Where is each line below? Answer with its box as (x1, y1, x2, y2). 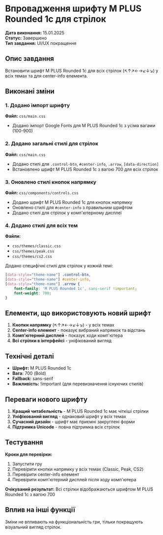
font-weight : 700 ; (14, 290, 52, 296)
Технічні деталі (5, 352, 54, 360)
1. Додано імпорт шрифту (5, 102, 70, 109)
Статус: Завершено (5, 35, 47, 41)
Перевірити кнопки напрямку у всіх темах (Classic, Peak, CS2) (12, 466, 144, 472)
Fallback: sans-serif (12, 376, 54, 382)
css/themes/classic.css (12, 244, 61, 249)
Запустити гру (12, 461, 43, 466)
